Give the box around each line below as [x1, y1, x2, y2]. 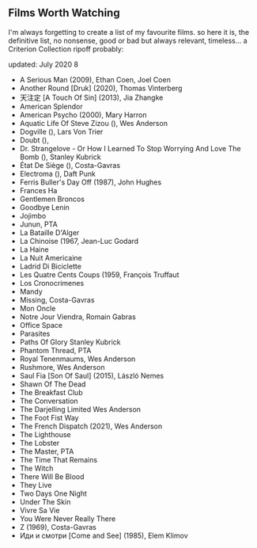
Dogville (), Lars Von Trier [19, 127, 104, 136]
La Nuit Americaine [19, 253, 82, 262]
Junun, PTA [19, 219, 58, 229]
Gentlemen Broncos [19, 194, 85, 204]
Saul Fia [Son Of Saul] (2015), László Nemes [19, 371, 164, 380]
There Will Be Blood [19, 471, 85, 481]
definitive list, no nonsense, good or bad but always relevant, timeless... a [8, 36, 248, 45]
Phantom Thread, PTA [19, 345, 92, 355]
